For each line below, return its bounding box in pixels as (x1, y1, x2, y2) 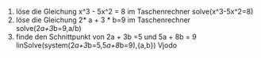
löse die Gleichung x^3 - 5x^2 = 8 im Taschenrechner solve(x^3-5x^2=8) (15, 7, 254, 16)
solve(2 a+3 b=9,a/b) (15, 24, 82, 33)
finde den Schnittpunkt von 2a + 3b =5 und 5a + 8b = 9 (15, 32, 197, 41)
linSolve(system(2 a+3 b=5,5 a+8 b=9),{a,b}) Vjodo (15, 41, 177, 50)
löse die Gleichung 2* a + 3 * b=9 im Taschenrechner (15, 15, 191, 25)
